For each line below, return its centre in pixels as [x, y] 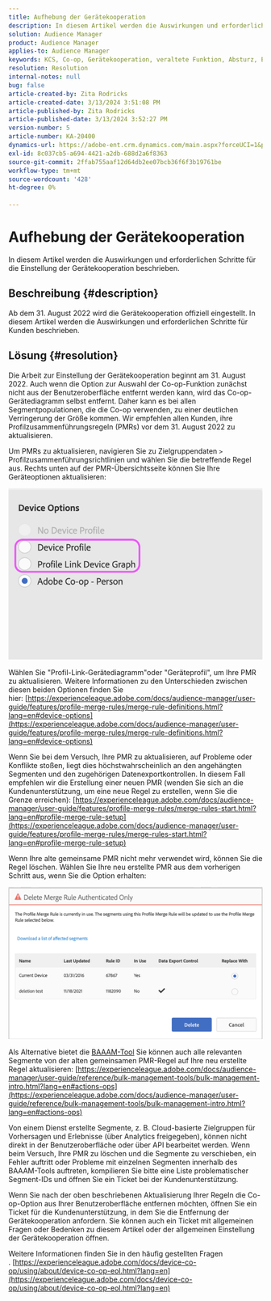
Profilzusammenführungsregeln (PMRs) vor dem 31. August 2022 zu [122, 427]
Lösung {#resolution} [63, 356]
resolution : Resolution [48, 69]
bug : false [27, 85]
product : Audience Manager [54, 43]
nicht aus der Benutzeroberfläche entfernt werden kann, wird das [117, 392]
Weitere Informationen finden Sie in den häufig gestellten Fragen [116, 1254]
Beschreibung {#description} [83, 294]
